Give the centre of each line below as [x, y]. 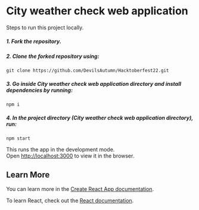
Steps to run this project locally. [45, 27]
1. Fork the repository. [34, 41]
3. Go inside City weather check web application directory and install [94, 84]
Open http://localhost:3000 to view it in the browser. [70, 156]
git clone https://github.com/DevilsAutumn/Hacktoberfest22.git [88, 71]
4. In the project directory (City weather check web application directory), [100, 118]
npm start [18, 138]
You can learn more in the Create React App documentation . [80, 189]
